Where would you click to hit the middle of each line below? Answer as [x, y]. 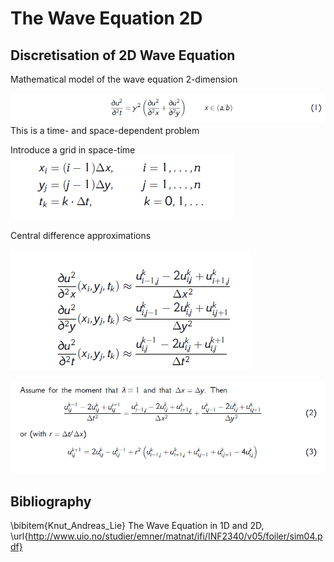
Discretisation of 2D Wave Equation [123, 55]
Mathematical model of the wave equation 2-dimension [124, 79]
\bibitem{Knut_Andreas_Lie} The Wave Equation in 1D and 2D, [137, 526]
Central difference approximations [81, 235]
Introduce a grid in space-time [73, 149]
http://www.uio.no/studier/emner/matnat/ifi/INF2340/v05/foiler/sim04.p [175, 536]
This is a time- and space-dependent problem [105, 130]
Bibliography [51, 501]
